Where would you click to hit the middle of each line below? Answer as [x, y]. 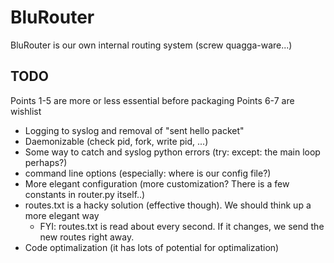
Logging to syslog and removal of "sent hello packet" [134, 130]
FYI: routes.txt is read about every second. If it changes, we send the [182, 226]
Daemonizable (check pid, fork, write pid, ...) [116, 141]
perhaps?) [46, 162]
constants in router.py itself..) [85, 194]
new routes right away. [87, 237]
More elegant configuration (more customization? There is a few [157, 183]
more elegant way [62, 215]
